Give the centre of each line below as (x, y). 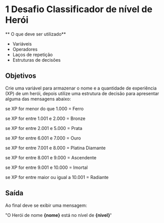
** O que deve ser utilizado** (36, 34)
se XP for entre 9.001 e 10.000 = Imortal (47, 167)
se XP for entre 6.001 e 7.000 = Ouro (43, 138)
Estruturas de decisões (37, 60)
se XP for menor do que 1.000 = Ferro (45, 108)
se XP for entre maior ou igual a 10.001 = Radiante (57, 177)
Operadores (25, 49)
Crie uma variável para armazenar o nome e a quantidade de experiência (81, 88)
